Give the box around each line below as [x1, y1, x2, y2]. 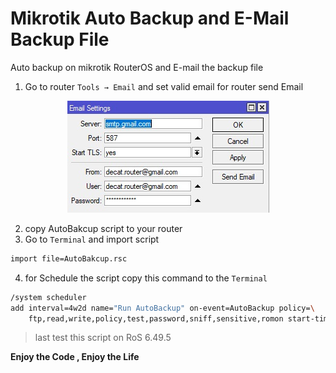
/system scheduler [10, 292, 87, 302]
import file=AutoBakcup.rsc [10, 253, 128, 264]
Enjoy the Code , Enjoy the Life [10, 351, 140, 363]
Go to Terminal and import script [24, 233, 160, 245]
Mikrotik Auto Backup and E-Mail [10, 7, 290, 30]
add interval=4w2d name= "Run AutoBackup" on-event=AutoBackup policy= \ [10, 303, 315, 313]
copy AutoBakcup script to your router [24, 222, 183, 234]
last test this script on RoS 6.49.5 [34, 332, 172, 344]
